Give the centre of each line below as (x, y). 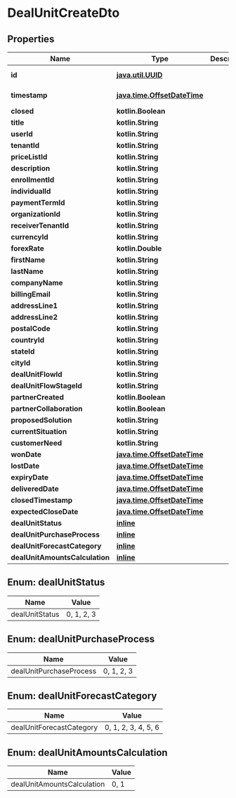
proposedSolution (41, 420)
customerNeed (37, 443)
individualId (31, 191)
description (31, 168)
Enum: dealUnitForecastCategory (82, 696)
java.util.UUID (139, 75)
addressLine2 (34, 317)
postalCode (31, 329)
